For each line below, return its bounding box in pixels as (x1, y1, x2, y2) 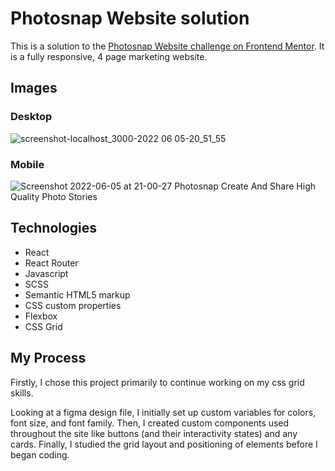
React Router (24, 257, 79, 269)
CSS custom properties (24, 299, 122, 311)
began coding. (10, 448, 70, 461)
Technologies (10, 220, 98, 237)
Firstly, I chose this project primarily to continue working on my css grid (10, 376, 305, 388)
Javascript (24, 267, 69, 279)
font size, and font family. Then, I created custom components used (10, 417, 290, 429)
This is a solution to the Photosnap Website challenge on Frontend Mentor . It (10, 40, 325, 52)
